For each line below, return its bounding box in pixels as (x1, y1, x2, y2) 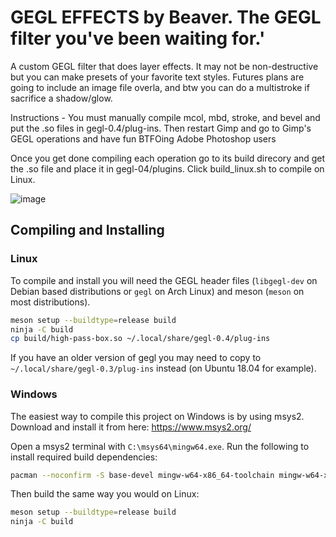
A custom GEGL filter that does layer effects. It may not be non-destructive (10, 60, 319, 72)
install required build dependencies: (10, 451, 158, 463)
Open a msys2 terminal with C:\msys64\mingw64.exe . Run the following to (10, 440, 310, 452)
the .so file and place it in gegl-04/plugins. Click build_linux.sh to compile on (10, 162, 325, 175)
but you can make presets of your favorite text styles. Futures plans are (10, 71, 305, 83)
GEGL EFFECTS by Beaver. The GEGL (10, 6, 322, 29)
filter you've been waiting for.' (10, 27, 266, 50)
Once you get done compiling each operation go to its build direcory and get (10, 152, 326, 164)
